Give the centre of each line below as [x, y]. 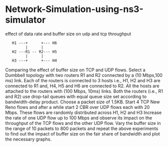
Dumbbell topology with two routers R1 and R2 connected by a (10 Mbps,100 [84, 75]
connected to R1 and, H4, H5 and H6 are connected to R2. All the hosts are [82, 86]
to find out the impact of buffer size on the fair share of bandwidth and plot [83, 133]
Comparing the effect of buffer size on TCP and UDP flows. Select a [75, 70]
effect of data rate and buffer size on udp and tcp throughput [68, 34]
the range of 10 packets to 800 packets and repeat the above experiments [82, 128]
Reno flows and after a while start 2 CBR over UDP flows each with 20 [77, 107]
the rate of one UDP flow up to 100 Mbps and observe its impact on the [79, 118]
